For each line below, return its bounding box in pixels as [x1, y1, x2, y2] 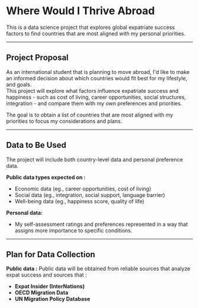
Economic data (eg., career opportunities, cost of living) [14, 185, 152, 192]
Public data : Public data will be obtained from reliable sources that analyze [6, 265, 191, 273]
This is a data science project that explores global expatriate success [6, 24, 175, 31]
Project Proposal [6, 53, 69, 63]
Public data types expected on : [6, 173, 86, 181]
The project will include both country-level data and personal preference [6, 155, 184, 163]
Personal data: [6, 209, 43, 216]
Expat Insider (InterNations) [14, 283, 85, 290]
